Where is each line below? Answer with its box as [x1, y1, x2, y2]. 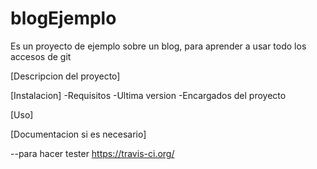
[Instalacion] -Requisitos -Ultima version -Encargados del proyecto [10, 89, 287, 101]
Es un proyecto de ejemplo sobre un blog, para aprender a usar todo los [10, 40, 307, 52]
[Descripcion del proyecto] [10, 70, 121, 82]
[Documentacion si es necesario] [10, 128, 147, 140]
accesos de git [10, 50, 72, 62]
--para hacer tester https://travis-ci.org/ [10, 147, 175, 159]
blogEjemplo [10, 7, 117, 30]
